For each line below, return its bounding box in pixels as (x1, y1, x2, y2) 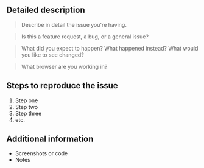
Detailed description (6, 5, 85, 15)
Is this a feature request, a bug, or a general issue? (21, 33, 149, 40)
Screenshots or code (15, 150, 68, 157)
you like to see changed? (21, 51, 84, 58)
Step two (15, 103, 38, 110)
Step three (15, 110, 42, 117)
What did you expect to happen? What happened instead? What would (21, 44, 199, 52)
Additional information (6, 134, 94, 144)
